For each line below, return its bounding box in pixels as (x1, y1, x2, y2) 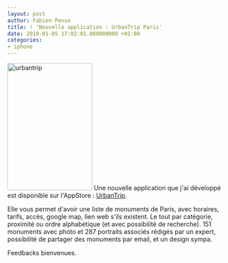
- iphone (7, 43, 33, 50)
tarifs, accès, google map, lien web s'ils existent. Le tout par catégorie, (7, 213, 213, 221)
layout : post (7, 10, 46, 18)
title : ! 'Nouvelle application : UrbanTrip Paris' (7, 23, 162, 30)
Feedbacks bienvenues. (7, 249, 77, 257)
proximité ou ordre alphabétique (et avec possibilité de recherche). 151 (7, 220, 212, 228)
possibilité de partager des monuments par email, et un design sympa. (7, 235, 212, 243)
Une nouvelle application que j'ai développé (93, 184, 221, 192)
